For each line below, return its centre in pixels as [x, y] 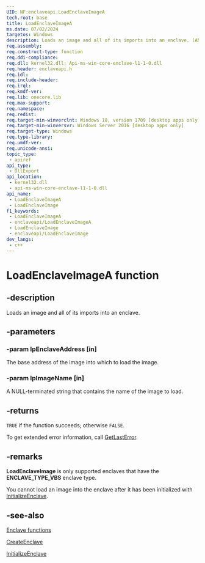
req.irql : [19, 86]
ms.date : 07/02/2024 [33, 29]
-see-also [25, 515]
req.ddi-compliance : [33, 57]
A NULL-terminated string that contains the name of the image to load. [95, 391]
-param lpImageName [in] [45, 378]
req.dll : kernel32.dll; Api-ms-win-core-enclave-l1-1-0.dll [85, 63]
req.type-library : [30, 137]
